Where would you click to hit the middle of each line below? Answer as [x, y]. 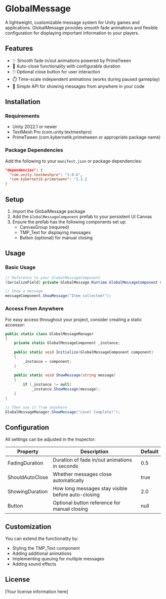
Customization [28, 527]
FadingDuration [25, 463]
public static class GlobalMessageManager [49, 334]
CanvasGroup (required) [44, 227]
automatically [68, 480]
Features [19, 48]
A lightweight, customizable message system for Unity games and [72, 22]
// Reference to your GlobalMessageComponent [53, 278]
